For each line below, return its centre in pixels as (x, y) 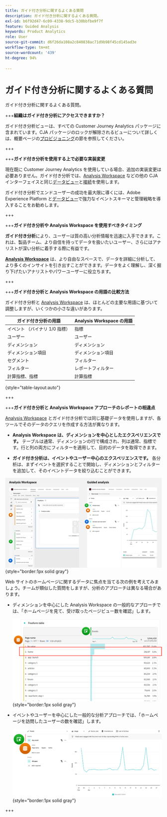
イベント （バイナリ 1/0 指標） (39, 329)
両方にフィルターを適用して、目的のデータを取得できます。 (99, 447)
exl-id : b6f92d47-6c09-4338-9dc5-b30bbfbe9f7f (54, 21)
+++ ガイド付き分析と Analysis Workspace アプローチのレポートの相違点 (80, 408)
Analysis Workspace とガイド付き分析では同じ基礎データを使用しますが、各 (83, 418)
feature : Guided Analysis (32, 26)
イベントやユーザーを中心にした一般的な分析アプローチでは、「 (77, 715)
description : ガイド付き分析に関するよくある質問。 (53, 16)
